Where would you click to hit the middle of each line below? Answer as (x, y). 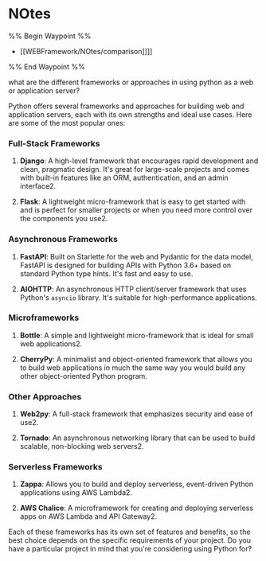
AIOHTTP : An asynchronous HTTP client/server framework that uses (133, 289)
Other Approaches (45, 396)
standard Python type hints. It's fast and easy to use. (106, 273)
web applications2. (51, 344)
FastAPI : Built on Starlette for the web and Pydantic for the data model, (136, 256)
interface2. (38, 186)
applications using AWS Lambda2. (76, 493)
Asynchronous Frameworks (63, 240)
